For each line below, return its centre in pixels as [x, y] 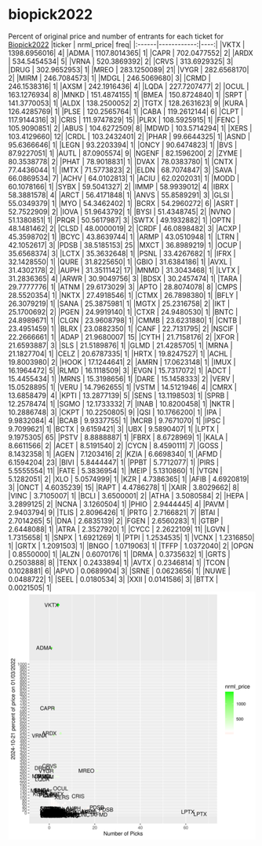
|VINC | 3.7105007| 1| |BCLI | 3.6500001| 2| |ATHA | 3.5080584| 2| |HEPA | [128, 495]
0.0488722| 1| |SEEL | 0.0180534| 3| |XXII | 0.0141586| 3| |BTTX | [113, 579]
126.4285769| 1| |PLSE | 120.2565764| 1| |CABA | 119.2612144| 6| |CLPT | [126, 111]
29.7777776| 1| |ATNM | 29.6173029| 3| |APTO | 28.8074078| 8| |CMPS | [125, 287]
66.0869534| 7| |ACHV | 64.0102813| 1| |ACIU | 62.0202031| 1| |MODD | [124, 178]
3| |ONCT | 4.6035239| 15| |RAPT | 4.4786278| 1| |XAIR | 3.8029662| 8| [124, 487]
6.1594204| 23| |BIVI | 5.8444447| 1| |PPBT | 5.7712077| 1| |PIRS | [114, 462]
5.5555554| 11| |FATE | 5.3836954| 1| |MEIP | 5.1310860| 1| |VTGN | [115, 470]
